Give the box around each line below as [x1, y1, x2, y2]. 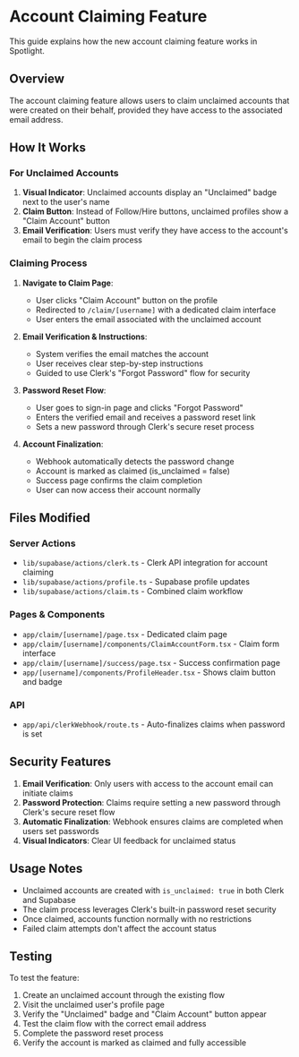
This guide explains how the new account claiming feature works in [9, 36, 258, 47]
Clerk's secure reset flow [21, 806, 115, 817]
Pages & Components [9, 609, 106, 621]
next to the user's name [21, 197, 110, 208]
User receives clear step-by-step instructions [35, 358, 204, 369]
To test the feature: [9, 973, 80, 984]
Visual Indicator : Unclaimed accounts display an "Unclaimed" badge [21, 187, 278, 198]
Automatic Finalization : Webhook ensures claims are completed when [21, 816, 284, 827]
